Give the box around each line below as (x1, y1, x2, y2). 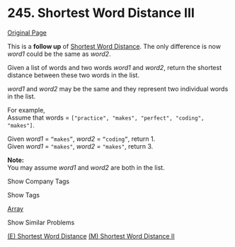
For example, (7, 105, 46, 114)
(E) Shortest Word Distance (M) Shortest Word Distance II (7, 231, 175, 240)
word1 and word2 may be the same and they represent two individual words (7, 84, 229, 93)
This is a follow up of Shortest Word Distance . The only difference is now (7, 42, 222, 50)
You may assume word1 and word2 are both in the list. (7, 163, 165, 171)
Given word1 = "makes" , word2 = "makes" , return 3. (7, 142, 154, 150)
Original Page (7, 28, 47, 37)
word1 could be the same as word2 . (7, 50, 111, 58)
